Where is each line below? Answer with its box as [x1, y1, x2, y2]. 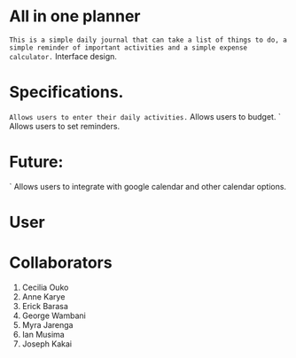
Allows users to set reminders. [9, 121, 121, 131]
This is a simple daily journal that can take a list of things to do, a [9, 35, 288, 44]
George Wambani [21, 310, 86, 321]
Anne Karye [21, 291, 66, 302]
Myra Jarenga [21, 319, 74, 330]
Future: [9, 152, 64, 172]
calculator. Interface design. [9, 51, 118, 61]
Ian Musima [21, 329, 65, 339]
